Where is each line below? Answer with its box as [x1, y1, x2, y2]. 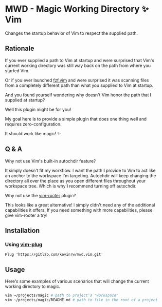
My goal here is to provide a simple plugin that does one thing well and [5, 116, 147, 122]
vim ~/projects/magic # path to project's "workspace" [5, 293, 119, 298]
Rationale [5, 44, 35, 53]
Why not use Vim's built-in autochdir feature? [5, 158, 96, 164]
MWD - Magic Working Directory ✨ [5, 3, 149, 15]
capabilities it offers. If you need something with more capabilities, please [5, 207, 153, 213]
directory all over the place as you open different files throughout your [5, 178, 146, 184]
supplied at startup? [5, 97, 45, 103]
